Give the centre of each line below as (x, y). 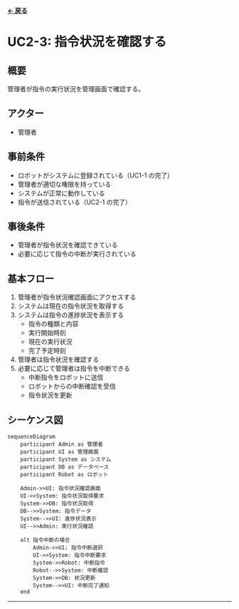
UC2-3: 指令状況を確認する (87, 42)
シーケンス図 (35, 420)
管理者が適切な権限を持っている (64, 184)
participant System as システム (66, 460)
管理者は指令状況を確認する (58, 359)
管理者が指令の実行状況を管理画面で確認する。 (76, 89)
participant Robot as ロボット (64, 475)
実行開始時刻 (47, 333)
